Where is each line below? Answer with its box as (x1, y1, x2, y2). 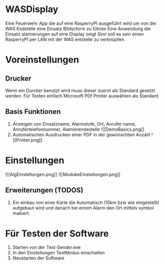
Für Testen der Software (5, 228, 109, 239)
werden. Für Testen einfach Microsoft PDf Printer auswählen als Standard (5, 92, 158, 99)
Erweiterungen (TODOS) (5, 186, 84, 195)
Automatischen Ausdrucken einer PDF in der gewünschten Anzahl (12, 131, 151, 137)
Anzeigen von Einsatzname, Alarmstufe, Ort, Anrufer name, (12, 121, 136, 127)
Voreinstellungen (5, 54, 79, 66)
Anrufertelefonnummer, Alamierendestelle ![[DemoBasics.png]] (12, 126, 144, 132)
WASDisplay (5, 4, 59, 15)
